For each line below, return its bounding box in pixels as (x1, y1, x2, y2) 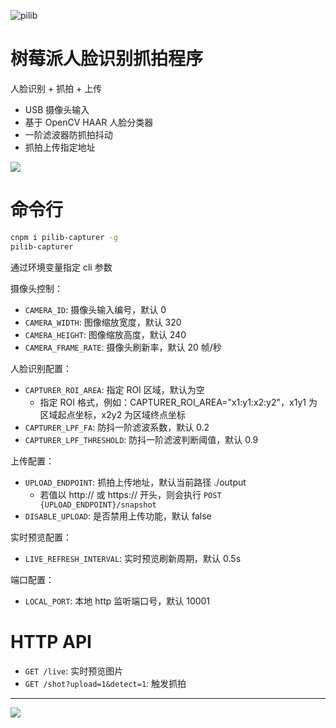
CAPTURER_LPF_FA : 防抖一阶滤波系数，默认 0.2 (24, 421, 210, 433)
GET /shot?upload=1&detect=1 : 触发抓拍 (24, 677, 187, 689)
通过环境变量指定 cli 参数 (10, 261, 113, 273)
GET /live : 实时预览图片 (24, 665, 124, 677)
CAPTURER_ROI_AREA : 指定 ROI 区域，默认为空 (24, 383, 205, 395)
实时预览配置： (10, 531, 72, 543)
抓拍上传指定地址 (24, 141, 96, 153)
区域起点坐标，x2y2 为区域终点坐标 (39, 408, 187, 420)
